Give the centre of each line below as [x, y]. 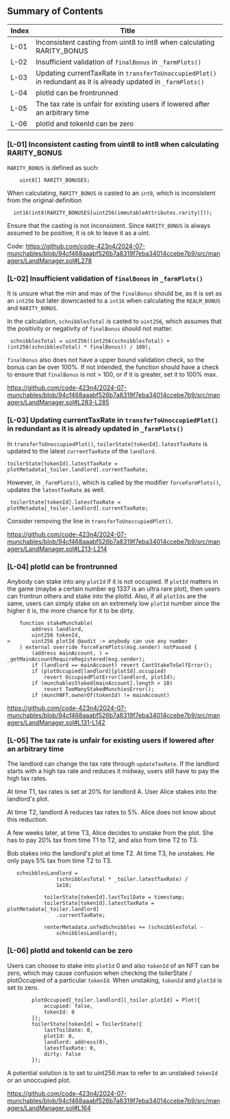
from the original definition [44, 200]
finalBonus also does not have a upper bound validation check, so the [106, 360]
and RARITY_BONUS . [33, 308]
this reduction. [27, 820]
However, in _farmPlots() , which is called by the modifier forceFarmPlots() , [114, 482]
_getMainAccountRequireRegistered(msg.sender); [76, 659]
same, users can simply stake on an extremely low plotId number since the [114, 603]
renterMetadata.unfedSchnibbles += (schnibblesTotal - [124, 928]
